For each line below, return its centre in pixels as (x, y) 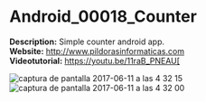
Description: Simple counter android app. (87, 42)
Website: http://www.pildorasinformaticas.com (97, 51)
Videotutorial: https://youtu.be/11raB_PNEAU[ (95, 60)
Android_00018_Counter (103, 17)
